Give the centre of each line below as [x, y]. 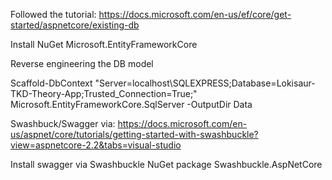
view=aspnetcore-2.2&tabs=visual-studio [96, 145]
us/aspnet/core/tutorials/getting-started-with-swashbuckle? [134, 134]
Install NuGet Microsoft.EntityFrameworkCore [104, 44]
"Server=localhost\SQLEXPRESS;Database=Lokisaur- [205, 83]
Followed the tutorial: [53, 14]
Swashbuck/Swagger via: [63, 123]
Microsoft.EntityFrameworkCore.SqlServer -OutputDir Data [131, 104]
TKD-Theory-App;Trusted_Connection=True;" [104, 93]
